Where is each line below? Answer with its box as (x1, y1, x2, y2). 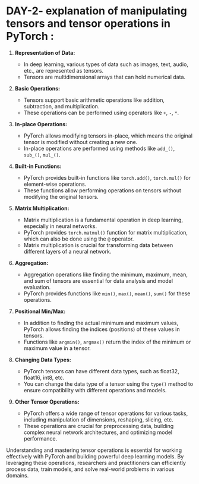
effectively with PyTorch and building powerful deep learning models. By (6, 452, 184, 460)
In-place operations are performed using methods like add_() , (23, 145, 175, 152)
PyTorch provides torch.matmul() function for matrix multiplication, (23, 229, 188, 236)
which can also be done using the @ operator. (23, 235, 134, 242)
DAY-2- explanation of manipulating (6, 4, 187, 18)
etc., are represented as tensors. (23, 67, 104, 74)
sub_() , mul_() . (23, 151, 61, 158)
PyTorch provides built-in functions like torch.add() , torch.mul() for (23, 174, 191, 181)
